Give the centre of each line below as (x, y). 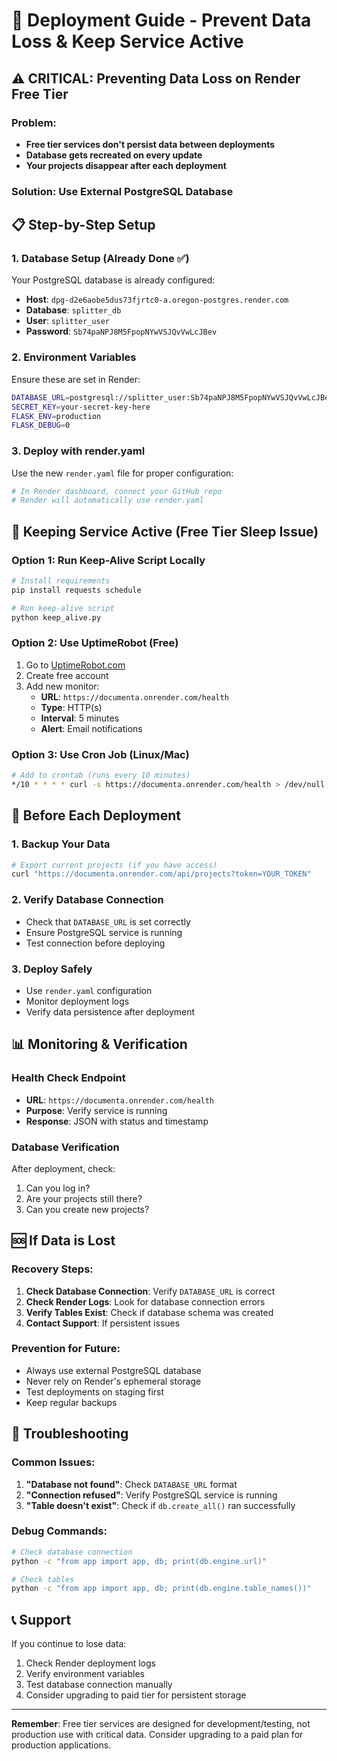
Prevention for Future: (66, 1349)
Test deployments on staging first (95, 1391)
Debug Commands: (59, 1531)
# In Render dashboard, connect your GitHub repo (117, 491)
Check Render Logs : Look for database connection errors (145, 1301)
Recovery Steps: (52, 1269)
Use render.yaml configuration (89, 990)
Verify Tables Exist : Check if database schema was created (149, 1312)
